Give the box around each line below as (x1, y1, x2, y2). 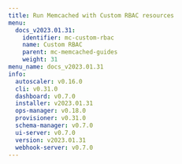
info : (8, 70, 26, 78)
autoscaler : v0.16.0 (15, 77, 83, 85)
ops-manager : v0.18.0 (15, 107, 87, 115)
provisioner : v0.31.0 (15, 114, 87, 122)
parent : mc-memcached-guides (22, 48, 118, 56)
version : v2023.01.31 (15, 136, 87, 144)
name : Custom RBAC (22, 41, 83, 49)
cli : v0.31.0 (15, 84, 58, 93)
